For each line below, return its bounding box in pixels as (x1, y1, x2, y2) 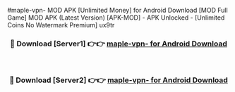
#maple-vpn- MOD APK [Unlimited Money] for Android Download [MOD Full (7, 6, 228, 14)
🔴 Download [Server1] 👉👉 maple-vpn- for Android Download (10, 39, 227, 48)
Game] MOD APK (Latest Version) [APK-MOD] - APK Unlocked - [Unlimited (7, 13, 225, 22)
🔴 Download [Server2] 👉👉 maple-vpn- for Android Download (9, 75, 228, 85)
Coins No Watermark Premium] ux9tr (7, 21, 115, 29)
